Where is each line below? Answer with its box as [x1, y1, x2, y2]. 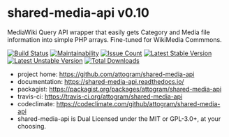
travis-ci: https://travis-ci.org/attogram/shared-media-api [17, 92, 183, 101]
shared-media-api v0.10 [7, 5, 150, 21]
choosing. [17, 122, 47, 130]
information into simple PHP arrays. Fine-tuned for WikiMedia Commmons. [7, 35, 222, 43]
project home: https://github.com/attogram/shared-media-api [17, 70, 195, 78]
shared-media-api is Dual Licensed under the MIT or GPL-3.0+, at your [17, 114, 221, 123]
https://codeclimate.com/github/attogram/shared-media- [56, 99, 221, 108]
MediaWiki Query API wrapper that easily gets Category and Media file [7, 28, 211, 36]
